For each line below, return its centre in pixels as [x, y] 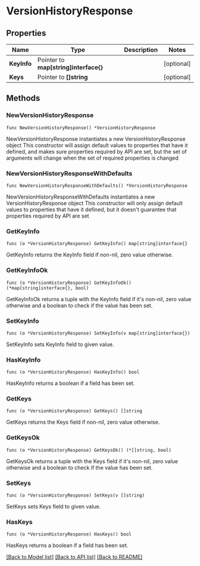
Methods [23, 98]
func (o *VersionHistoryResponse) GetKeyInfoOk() [69, 283]
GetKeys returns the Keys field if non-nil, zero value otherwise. [83, 422]
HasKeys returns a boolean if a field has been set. [67, 546]
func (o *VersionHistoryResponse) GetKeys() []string [74, 411]
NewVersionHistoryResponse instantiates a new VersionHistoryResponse [96, 139]
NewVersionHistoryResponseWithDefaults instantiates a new [81, 197]
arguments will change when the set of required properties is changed [92, 158]
